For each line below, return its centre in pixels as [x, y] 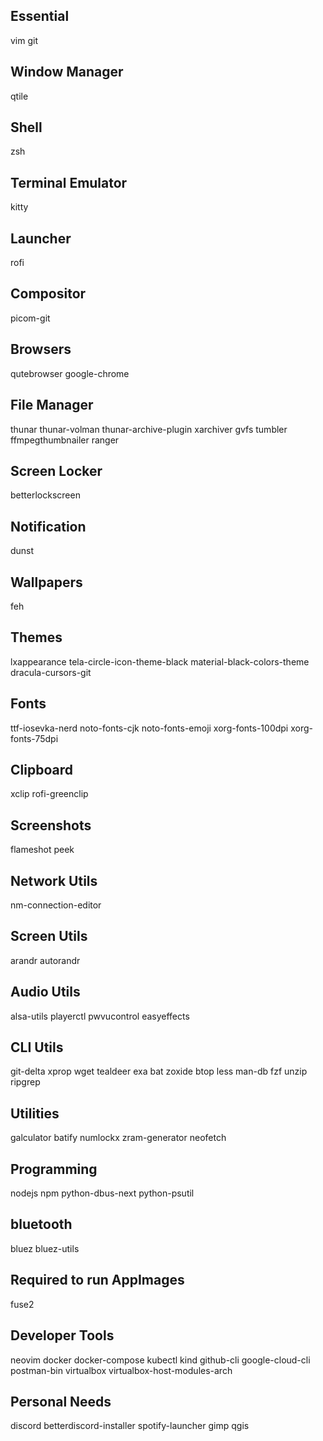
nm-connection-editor [56, 905]
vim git [24, 40]
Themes [36, 637]
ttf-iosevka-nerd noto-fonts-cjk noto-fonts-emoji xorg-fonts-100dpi [149, 728]
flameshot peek [42, 850]
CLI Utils [37, 1047]
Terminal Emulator [69, 182]
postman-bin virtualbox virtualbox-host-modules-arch [121, 1370]
